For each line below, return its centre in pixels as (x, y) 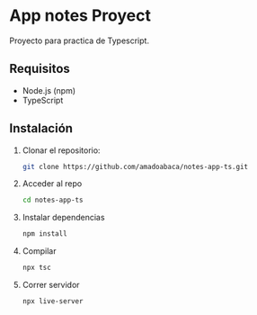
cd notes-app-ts (53, 200)
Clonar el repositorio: (61, 150)
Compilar (39, 251)
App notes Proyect (80, 16)
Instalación (41, 128)
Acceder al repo (52, 184)
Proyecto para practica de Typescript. (80, 40)
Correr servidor (51, 285)
